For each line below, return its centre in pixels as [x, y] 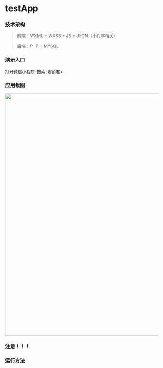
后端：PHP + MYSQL [38, 46]
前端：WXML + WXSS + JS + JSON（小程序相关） [67, 36]
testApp [22, 8]
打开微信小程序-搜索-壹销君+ [34, 71]
